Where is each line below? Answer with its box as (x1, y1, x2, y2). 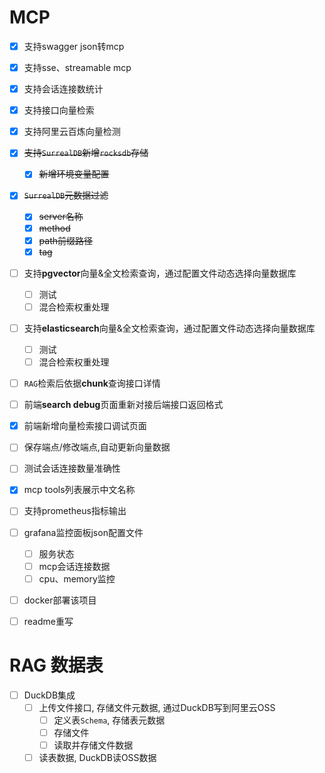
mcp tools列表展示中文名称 (23, 484, 136, 496)
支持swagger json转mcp (23, 40, 125, 52)
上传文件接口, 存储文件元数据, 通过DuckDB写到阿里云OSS (38, 701, 276, 713)
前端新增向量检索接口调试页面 (23, 420, 147, 432)
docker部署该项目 (23, 594, 97, 606)
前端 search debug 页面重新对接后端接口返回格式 (23, 399, 224, 411)
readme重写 (23, 615, 74, 627)
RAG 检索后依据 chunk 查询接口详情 (23, 377, 161, 390)
